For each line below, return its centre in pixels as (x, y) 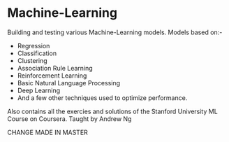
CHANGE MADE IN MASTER (48, 132)
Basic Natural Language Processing (69, 83)
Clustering (32, 60)
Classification (37, 53)
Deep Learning (39, 90)
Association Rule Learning (55, 68)
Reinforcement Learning (52, 76)
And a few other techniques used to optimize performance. (102, 98)
